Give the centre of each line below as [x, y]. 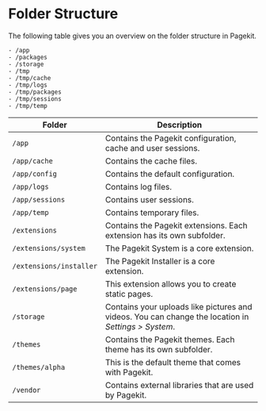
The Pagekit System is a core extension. [179, 248]
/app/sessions [39, 200]
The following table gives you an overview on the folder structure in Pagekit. [133, 36]
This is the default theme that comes [173, 362]
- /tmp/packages [35, 92]
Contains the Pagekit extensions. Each [176, 225]
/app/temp [30, 212]
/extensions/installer [55, 266]
